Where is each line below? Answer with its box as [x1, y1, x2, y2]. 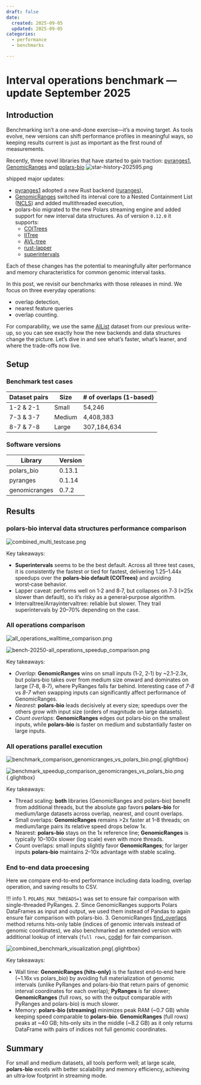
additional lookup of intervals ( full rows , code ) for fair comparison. [6, 933, 173, 941]
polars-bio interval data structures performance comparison [6, 524, 187, 533]
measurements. [6, 145, 45, 152]
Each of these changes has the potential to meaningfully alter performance [6, 262, 191, 269]
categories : [6, 31, 36, 37]
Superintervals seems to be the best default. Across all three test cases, [14, 561, 195, 568]
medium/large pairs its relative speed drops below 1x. [14, 823, 147, 830]
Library [20, 456, 42, 464]
